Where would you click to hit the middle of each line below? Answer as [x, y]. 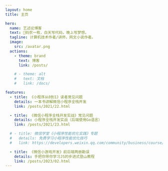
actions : [19, 51]
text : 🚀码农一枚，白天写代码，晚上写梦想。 [49, 33]
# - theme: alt [30, 74]
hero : [11, 23]
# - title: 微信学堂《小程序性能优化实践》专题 [54, 134]
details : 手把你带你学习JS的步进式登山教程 [54, 157]
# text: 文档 [29, 79]
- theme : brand [30, 56]
